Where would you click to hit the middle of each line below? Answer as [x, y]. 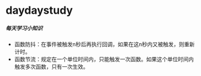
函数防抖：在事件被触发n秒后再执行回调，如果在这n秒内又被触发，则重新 [104, 44]
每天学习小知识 [24, 28]
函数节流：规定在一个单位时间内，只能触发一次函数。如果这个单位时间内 [104, 59]
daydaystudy [39, 10]
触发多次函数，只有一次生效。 [51, 67]
